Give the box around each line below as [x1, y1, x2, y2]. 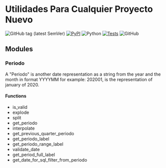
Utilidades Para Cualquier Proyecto [5, 3, 153, 15]
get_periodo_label [12, 136, 50, 142]
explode [12, 109, 29, 115]
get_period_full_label [12, 152, 55, 158]
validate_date [12, 146, 40, 152]
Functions [5, 93, 26, 99]
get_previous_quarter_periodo [12, 130, 75, 136]
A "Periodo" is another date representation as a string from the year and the [5, 71, 161, 77]
